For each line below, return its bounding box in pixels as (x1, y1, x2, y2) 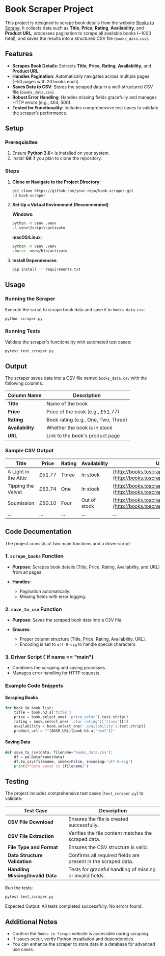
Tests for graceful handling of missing (68, 866, 156, 873)
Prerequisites (5, 139, 38, 146)
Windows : (12, 211, 33, 217)
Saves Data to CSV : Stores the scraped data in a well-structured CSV (12, 84, 153, 90)
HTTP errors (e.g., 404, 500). (12, 99, 72, 105)
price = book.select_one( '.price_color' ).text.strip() (14, 715, 129, 720)
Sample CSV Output (5, 447, 54, 454)
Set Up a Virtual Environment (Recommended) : (12, 202, 110, 208)
